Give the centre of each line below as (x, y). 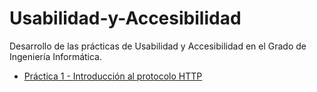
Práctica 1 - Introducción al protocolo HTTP (113, 76)
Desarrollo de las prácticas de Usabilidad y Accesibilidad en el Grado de (158, 46)
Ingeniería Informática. (56, 56)
